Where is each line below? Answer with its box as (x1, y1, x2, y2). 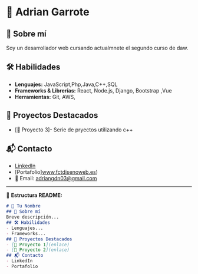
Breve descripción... (6, 214, 60, 220)
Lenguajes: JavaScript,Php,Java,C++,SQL (14, 81, 118, 88)
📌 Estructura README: (6, 192, 63, 199)
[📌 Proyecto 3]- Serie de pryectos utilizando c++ (14, 126, 133, 133)
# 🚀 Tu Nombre (6, 203, 41, 209)
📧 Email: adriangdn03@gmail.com (14, 175, 97, 182)
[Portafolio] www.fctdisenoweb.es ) (14, 169, 98, 176)
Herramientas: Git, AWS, (14, 93, 75, 100)
